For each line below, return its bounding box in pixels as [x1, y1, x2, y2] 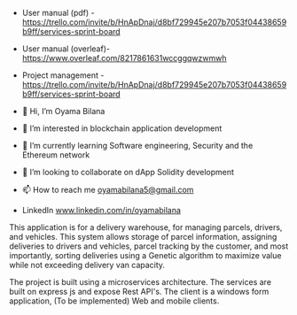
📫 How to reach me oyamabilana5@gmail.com [21, 185, 194, 195]
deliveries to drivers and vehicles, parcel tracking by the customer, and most [9, 241, 289, 251]
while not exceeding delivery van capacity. [9, 260, 166, 270]
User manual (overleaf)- [21, 43, 111, 54]
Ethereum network [21, 150, 90, 160]
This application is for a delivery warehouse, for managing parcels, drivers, [9, 222, 283, 233]
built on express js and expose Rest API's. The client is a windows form [9, 287, 270, 296]
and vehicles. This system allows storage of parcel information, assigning [9, 232, 277, 242]
